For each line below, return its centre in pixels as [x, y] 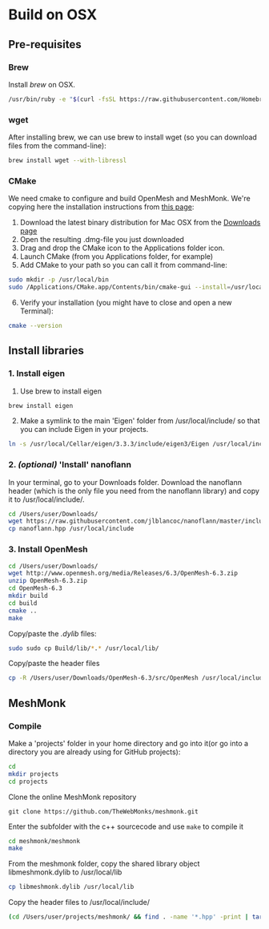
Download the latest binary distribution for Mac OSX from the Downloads [140, 223]
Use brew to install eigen [61, 391]
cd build [23, 603]
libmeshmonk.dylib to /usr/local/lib [65, 872]
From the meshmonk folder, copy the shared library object [104, 864]
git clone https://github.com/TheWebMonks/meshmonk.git [103, 811]
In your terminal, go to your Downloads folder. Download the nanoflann [125, 482]
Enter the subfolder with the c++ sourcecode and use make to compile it [126, 826]
